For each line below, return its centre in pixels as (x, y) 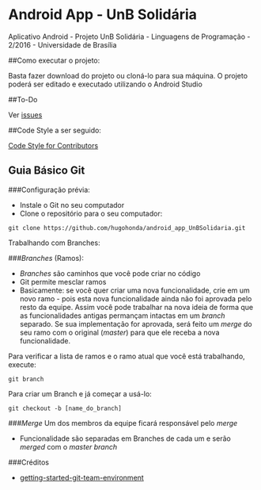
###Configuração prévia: (49, 189)
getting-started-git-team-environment (81, 477)
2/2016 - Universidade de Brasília (62, 44)
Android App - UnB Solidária (103, 15)
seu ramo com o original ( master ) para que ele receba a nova (119, 332)
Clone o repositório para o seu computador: (91, 213)
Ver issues (25, 115)
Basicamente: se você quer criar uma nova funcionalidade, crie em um (135, 290)
